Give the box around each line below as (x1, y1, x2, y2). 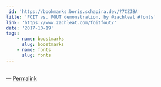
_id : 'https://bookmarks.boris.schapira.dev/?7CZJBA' (6, 8, 141, 15)
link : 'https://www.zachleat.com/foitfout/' (6, 19, 117, 25)
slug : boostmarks (21, 42, 65, 48)
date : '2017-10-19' (6, 25, 54, 31)
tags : (6, 31, 19, 36)
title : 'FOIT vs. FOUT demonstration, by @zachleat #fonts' (6, 14, 157, 20)
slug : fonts (21, 52, 51, 58)
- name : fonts (16, 47, 51, 53)
